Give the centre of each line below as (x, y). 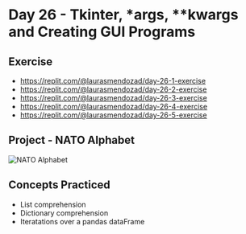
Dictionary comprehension (64, 213)
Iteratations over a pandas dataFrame (82, 221)
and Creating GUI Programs (102, 32)
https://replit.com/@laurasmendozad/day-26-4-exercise (114, 107)
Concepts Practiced (59, 185)
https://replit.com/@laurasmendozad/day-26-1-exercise (113, 81)
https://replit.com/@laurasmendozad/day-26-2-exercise (113, 89)
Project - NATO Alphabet (72, 140)
